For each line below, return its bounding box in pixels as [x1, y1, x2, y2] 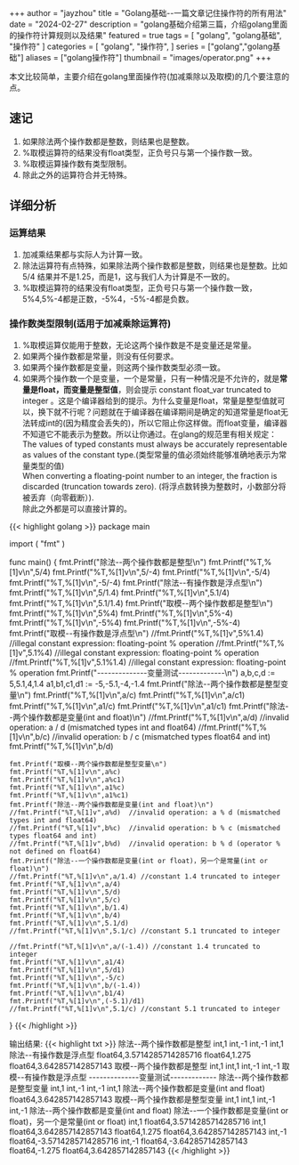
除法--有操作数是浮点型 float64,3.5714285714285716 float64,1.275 [9, 1049, 252, 1060]
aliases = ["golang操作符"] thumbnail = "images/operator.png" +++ [25, 53, 271, 62]
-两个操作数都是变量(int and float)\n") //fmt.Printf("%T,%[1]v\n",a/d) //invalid [9, 711, 289, 723]
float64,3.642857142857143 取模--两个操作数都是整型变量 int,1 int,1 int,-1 [9, 1094, 276, 1104]
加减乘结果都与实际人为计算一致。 [21, 248, 148, 260]
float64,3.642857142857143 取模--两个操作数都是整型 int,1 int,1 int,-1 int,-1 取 [9, 1060, 291, 1071]
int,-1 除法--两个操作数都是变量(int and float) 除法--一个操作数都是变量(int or [9, 1104, 289, 1115]
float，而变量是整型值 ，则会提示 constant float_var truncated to [37, 384, 271, 394]
